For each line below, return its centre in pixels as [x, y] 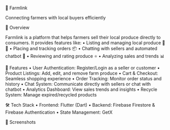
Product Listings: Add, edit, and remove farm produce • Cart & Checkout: [82, 73]
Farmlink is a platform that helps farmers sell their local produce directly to [83, 37]
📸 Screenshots [21, 122]
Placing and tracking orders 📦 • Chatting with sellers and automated [85, 48]
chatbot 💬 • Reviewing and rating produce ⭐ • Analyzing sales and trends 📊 [85, 56]
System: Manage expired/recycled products [51, 95]
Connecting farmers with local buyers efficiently [56, 18]
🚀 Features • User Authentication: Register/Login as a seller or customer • [82, 68]
